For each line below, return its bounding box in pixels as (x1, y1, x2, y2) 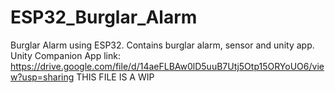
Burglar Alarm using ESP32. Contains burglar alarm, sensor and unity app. (10, 39, 315, 51)
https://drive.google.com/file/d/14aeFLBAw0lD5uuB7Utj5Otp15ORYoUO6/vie (10, 60, 325, 72)
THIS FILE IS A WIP (76, 71, 155, 83)
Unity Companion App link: (10, 49, 121, 61)
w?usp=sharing (10, 71, 75, 83)
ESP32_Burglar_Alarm (10, 6, 198, 29)
